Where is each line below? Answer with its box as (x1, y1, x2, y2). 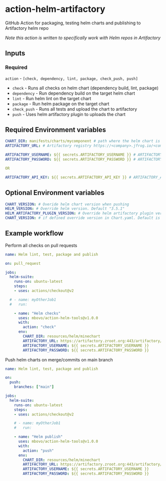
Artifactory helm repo (5, 25, 49, 31)
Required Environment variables (5, 125, 106, 134)
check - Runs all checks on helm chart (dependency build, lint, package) (12, 85, 159, 91)
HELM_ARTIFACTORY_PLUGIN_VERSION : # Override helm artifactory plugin (5, 211, 154, 216)
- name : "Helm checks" (14, 311, 61, 316)
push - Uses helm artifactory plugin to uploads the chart (12, 111, 126, 117)
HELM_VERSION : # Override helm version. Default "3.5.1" (5, 206, 125, 211)
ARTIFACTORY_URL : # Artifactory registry (5, 143, 92, 148)
